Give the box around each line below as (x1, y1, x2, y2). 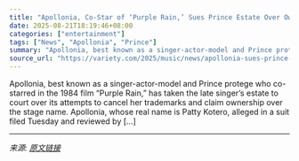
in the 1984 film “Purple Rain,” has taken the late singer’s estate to (37, 88, 279, 98)
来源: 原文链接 (9, 142, 61, 153)
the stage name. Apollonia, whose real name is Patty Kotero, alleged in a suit (9, 107, 290, 117)
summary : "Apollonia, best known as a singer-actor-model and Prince (9, 46, 273, 55)
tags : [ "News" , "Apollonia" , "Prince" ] (9, 37, 158, 47)
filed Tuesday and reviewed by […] (9, 116, 136, 126)
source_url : (9, 54, 53, 63)
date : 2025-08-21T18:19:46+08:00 (9, 21, 133, 30)
